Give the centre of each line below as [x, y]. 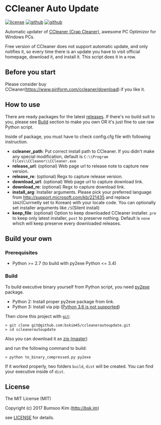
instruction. [16, 142]
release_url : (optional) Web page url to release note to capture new [80, 166]
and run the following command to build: [46, 348]
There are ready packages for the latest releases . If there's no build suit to [80, 116]
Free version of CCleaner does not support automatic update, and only [77, 46]
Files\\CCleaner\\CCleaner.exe [44, 161]
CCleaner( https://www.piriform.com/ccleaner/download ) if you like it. [75, 89]
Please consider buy [26, 84]
